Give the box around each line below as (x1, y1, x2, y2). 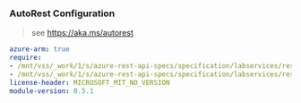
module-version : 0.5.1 (9, 86, 94, 96)
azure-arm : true (9, 45, 70, 54)
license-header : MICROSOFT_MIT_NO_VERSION (9, 78, 170, 87)
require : (9, 53, 42, 63)
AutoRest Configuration (9, 7, 116, 20)
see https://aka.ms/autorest (30, 28, 134, 39)
